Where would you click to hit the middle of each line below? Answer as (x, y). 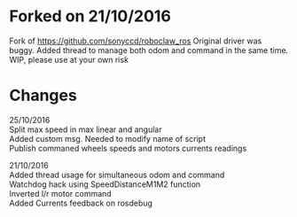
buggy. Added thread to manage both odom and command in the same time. (149, 50)
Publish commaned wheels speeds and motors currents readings (128, 148)
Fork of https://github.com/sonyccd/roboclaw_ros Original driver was (136, 41)
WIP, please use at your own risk (69, 59)
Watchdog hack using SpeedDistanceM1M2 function (105, 184)
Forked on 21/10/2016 (90, 16)
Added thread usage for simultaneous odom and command (117, 174)
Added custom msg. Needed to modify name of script (108, 138)
